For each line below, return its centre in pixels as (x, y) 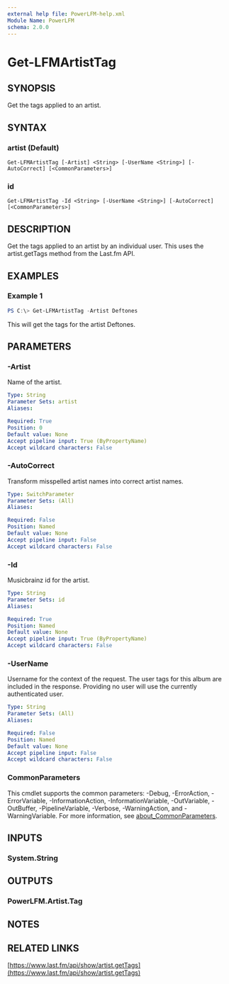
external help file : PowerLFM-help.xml (66, 14)
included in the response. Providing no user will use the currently (102, 687)
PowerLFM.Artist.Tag (45, 901)
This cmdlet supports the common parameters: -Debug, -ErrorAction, (109, 793)
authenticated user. (35, 694)
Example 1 (25, 296)
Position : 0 (25, 427)
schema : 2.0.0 (28, 27)
